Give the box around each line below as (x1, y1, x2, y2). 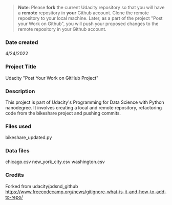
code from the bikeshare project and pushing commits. (5, 110, 121, 116)
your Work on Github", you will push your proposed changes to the (17, 20, 159, 27)
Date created (5, 38, 38, 45)
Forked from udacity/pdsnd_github (5, 183, 78, 189)
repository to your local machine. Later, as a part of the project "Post (17, 15, 163, 21)
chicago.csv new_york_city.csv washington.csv (5, 158, 105, 165)
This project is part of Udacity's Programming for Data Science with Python (5, 99, 165, 105)
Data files (5, 147, 30, 154)
